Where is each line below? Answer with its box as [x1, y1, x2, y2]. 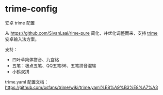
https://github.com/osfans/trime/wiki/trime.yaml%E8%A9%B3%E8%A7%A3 [5, 84, 158, 90]
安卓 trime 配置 [5, 20, 35, 26]
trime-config [5, 3, 58, 14]
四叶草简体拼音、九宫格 [12, 56, 59, 62]
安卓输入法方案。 [5, 36, 39, 42]
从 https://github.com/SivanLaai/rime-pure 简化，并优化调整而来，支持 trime [5, 30, 158, 36]
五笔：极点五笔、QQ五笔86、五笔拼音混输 [12, 63, 97, 68]
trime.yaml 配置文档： [5, 79, 49, 85]
